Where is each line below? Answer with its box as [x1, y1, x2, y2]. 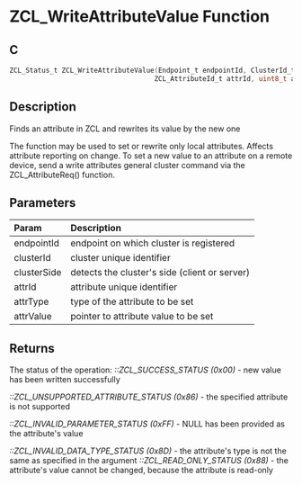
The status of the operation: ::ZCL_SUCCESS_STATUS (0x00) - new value [9, 364, 281, 375]
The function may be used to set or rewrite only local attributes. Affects [9, 140, 274, 151]
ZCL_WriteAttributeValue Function [9, 6, 271, 27]
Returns [9, 340, 56, 356]
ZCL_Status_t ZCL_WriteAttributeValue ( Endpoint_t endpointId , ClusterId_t [9, 66, 296, 75]
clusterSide [13, 266, 62, 279]
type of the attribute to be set [70, 295, 194, 308]
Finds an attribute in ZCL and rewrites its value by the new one [9, 123, 241, 134]
